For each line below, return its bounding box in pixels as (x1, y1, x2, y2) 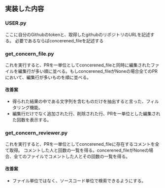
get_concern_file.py (5, 50, 54, 57)
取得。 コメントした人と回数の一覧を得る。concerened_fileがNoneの (9, 147, 149, 154)
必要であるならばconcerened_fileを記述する (14, 37, 104, 43)
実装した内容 (5, 4, 44, 13)
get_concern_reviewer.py (5, 129, 68, 136)
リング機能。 (16, 105, 43, 111)
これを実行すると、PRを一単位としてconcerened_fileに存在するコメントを (5, 141, 155, 147)
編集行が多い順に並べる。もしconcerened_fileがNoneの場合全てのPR (18, 68, 158, 74)
